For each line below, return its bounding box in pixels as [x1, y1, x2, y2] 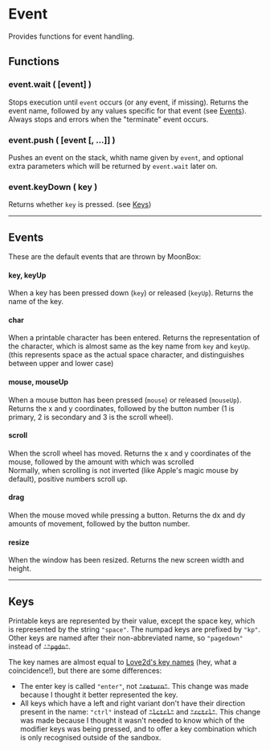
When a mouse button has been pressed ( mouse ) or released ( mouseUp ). [8, 395, 242, 405]
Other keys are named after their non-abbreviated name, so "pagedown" [8, 633, 243, 643]
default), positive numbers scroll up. [8, 474, 129, 484]
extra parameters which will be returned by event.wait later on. [8, 161, 219, 171]
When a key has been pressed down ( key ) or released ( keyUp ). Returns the [8, 288, 254, 298]
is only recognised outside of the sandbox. [19, 733, 162, 743]
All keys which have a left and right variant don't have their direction [19, 698, 246, 708]
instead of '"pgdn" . [8, 641, 71, 652]
